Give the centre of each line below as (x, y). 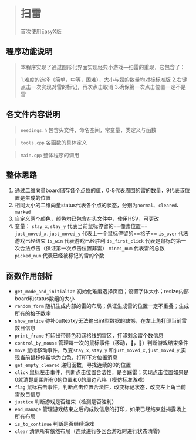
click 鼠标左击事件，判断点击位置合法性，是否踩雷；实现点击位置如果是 (102, 372)
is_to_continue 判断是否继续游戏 (54, 424)
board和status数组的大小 (45, 299)
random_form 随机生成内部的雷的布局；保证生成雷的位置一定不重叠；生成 (102, 306)
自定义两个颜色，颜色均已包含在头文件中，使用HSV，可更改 (87, 219)
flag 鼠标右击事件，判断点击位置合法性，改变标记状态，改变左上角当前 (100, 387)
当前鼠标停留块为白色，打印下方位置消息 (69, 358)
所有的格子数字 (33, 313)
